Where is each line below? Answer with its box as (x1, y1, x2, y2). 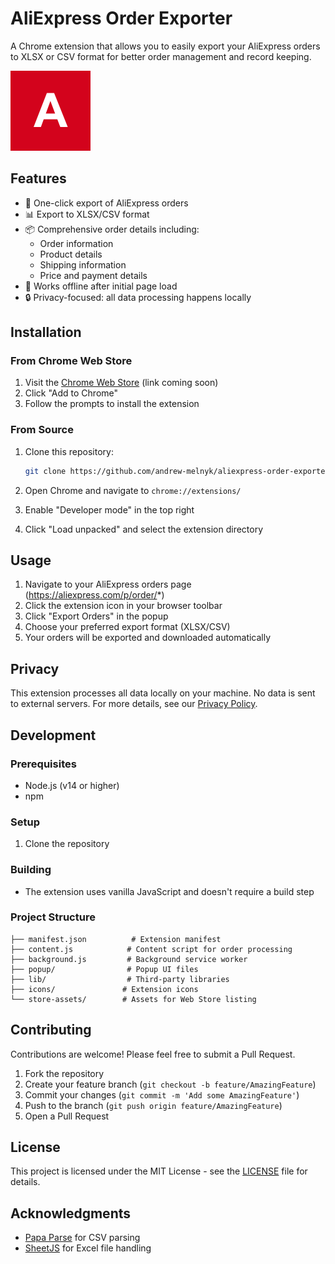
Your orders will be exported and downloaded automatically (24, 632, 272, 644)
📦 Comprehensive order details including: (24, 223, 200, 235)
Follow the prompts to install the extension (24, 398, 200, 410)
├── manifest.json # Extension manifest (10, 934, 222, 944)
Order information (39, 237, 114, 249)
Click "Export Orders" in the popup (24, 610, 169, 622)
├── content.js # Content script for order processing (10, 944, 293, 954)
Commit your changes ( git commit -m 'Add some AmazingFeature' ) (24, 1088, 300, 1101)
